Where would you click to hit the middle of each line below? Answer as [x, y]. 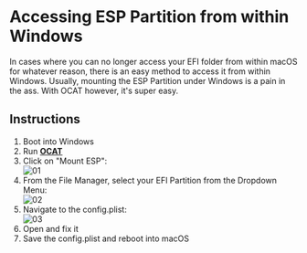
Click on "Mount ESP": [65, 161]
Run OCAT [42, 151]
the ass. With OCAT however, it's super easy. [94, 90]
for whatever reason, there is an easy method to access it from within [140, 71]
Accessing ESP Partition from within [149, 17]
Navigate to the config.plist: [75, 209]
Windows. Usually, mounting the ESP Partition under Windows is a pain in [148, 80]
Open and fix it [51, 228]
